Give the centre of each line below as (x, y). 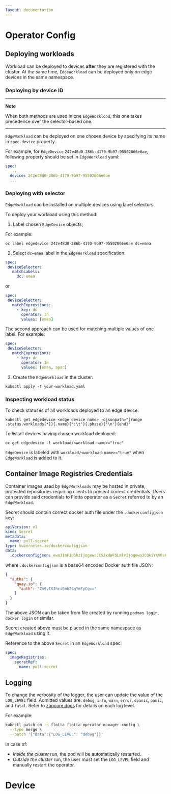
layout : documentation (29, 10)
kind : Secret (19, 532)
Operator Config (40, 35)
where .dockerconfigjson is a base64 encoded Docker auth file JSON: (79, 565)
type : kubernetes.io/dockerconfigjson (46, 546)
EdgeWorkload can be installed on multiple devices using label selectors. (80, 204)
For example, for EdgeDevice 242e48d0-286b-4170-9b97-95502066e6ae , (77, 151)
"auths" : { (21, 579)
